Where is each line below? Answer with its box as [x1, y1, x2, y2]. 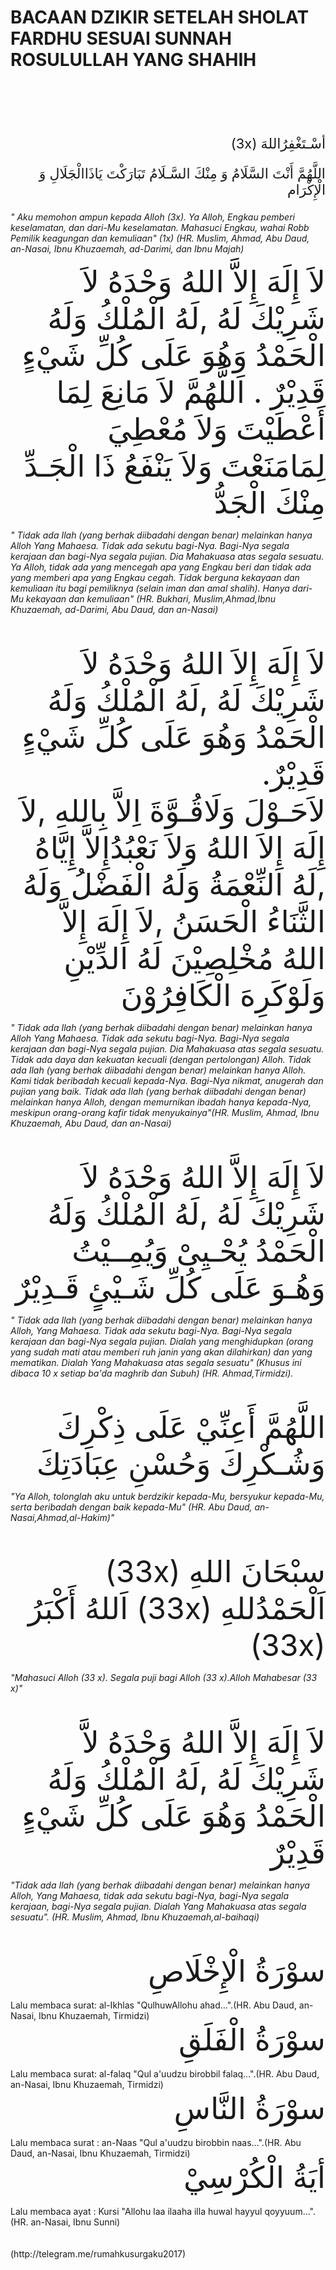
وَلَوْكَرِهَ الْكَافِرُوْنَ [120, 976, 326, 1014]
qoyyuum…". [264, 2205, 317, 2217]
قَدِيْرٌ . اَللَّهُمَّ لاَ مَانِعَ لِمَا [56, 372, 326, 411]
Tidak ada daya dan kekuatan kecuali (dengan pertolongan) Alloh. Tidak [10, 1053, 312, 1065]
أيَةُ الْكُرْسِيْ [183, 2157, 326, 2196]
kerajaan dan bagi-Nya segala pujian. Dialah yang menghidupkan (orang [10, 1335, 314, 1347]
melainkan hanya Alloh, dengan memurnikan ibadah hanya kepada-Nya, [10, 1096, 312, 1108]
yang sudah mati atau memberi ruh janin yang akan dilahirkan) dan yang [10, 1346, 313, 1358]
